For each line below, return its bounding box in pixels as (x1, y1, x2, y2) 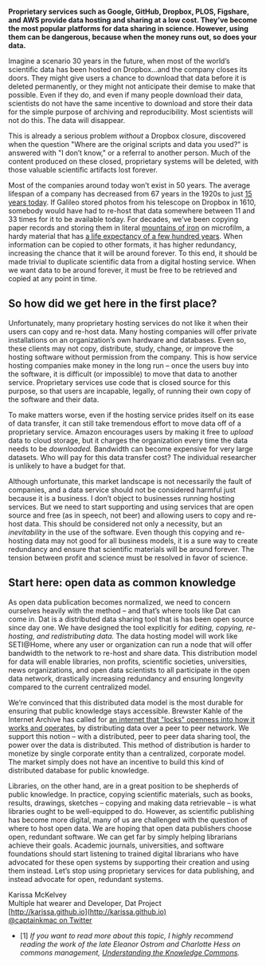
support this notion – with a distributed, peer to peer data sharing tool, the (8, 731, 251, 741)
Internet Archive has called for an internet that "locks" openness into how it (8, 714, 256, 724)
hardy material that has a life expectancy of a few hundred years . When (8, 232, 243, 240)
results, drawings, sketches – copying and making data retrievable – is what (8, 798, 256, 808)
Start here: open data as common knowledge (8, 576, 237, 590)
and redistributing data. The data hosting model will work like (36, 631, 238, 641)
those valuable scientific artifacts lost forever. (8, 165, 158, 174)
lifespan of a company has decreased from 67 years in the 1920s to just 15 (8, 189, 252, 198)
